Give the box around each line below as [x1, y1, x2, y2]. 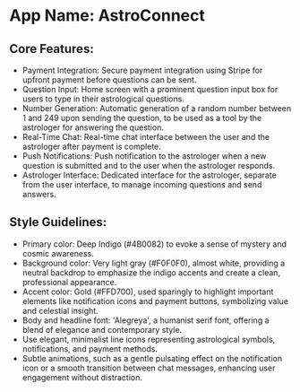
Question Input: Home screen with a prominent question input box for [21, 84, 279, 94]
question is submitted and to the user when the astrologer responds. [21, 161, 276, 170]
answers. [21, 189, 56, 199]
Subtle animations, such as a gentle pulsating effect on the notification [21, 353, 283, 363]
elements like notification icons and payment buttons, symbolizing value [21, 295, 289, 306]
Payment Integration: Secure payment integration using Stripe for [21, 65, 263, 75]
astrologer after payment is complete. [21, 141, 161, 152]
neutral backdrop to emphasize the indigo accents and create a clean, [21, 266, 280, 278]
